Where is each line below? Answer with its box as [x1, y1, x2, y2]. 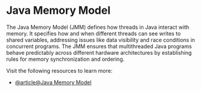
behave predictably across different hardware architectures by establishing [6, 49, 192, 56]
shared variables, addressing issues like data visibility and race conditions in [6, 36, 195, 43]
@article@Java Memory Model [14, 79, 92, 86]
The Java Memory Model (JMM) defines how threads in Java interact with [6, 23, 190, 31]
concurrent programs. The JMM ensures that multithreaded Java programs [6, 43, 192, 50]
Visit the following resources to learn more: [6, 67, 113, 74]
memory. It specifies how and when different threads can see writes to [6, 29, 181, 37]
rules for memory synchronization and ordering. [6, 55, 125, 63]
